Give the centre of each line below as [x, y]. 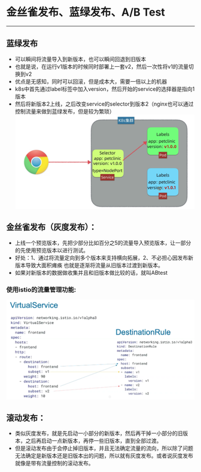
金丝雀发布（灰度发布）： [51, 227]
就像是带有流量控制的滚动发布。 [54, 463]
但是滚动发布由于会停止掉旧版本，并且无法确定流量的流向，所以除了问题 [104, 448]
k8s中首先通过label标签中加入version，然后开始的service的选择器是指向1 [105, 89]
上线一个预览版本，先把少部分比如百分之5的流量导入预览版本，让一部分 [103, 243]
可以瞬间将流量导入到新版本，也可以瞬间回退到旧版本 [80, 59]
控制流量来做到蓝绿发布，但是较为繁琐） [65, 111]
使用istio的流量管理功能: [41, 289]
